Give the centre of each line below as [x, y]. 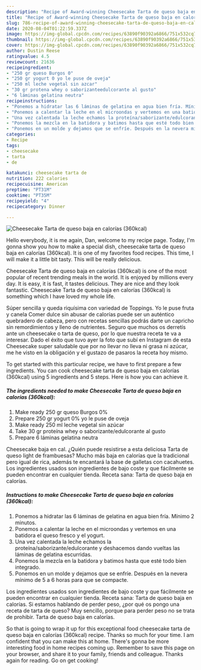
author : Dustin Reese [33, 51]
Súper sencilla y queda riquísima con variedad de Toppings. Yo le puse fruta [100, 308]
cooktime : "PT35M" [29, 195]
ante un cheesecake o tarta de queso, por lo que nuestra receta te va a [94, 334]
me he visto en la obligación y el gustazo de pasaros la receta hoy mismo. [97, 353]
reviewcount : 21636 [31, 62]
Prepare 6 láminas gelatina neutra [57, 437]
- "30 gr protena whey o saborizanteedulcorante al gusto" [81, 90]
